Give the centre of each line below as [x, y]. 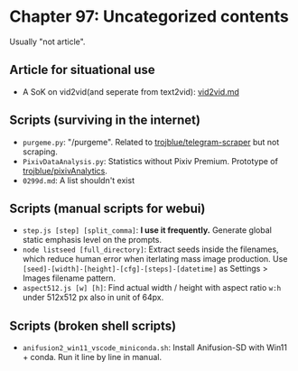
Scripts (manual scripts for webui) [107, 208]
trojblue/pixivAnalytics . [65, 171]
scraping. [40, 152]
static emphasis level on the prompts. [92, 240]
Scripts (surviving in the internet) [105, 121]
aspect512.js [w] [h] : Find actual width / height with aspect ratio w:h [152, 288]
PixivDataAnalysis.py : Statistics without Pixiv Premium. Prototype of [150, 161]
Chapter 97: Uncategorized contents [149, 17]
